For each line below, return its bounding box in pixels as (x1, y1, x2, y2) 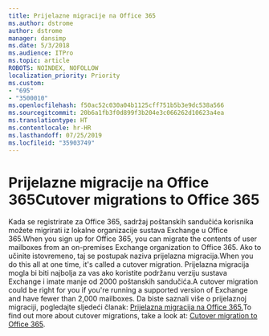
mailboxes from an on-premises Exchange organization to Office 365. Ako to (8, 243, 262, 252)
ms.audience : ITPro (8, 49, 74, 57)
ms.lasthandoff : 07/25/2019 (8, 131, 103, 139)
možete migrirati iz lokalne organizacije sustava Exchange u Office (8, 226, 229, 236)
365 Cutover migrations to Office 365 (8, 191, 260, 209)
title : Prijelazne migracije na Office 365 (8, 11, 157, 20)
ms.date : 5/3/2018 (8, 42, 70, 50)
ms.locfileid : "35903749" (8, 138, 95, 147)
